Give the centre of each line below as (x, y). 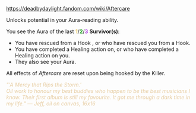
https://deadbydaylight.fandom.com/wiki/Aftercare (68, 9)
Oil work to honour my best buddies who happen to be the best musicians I (98, 91)
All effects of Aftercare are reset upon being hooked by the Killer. (86, 73)
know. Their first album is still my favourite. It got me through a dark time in (98, 97)
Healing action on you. (42, 55)
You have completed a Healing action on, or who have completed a (97, 49)
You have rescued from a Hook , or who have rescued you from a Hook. (102, 43)
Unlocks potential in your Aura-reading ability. (62, 20)
